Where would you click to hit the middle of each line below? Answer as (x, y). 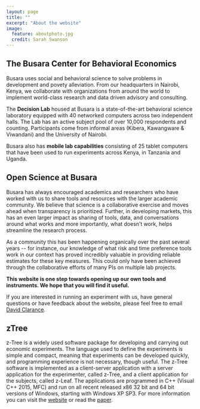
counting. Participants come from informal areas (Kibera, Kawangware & (95, 128)
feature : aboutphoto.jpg (42, 34)
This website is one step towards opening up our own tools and (86, 278)
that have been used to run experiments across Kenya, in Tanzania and (93, 152)
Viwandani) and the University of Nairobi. (57, 134)
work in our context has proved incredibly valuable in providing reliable (93, 255)
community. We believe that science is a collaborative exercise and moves (98, 205)
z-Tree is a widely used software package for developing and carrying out (97, 343)
